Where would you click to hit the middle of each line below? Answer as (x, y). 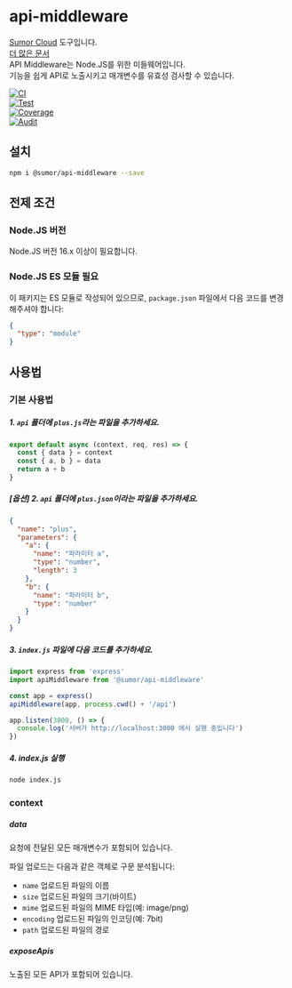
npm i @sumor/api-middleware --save (77, 173)
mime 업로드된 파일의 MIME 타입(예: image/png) (105, 907)
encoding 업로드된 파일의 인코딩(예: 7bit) (93, 919)
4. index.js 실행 (37, 758)
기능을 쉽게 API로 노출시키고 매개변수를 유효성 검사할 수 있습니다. (122, 75)
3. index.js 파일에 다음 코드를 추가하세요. (81, 649)
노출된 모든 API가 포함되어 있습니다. (71, 974)
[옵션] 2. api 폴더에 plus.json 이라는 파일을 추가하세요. (104, 499)
